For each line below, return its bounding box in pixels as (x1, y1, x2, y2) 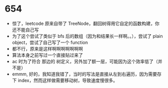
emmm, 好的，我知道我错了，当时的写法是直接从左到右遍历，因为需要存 (12, 71, 162, 77)
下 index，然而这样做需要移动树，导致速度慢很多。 (12, 77, 118, 83)
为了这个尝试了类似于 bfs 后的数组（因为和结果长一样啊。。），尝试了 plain (12, 33, 163, 39)
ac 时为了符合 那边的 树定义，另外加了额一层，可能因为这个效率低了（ (12, 58, 158, 64)
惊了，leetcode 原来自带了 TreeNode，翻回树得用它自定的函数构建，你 (12, 20, 160, 26)
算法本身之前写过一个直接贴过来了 (12, 52, 83, 58)
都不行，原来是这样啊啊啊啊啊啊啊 (12, 46, 83, 52)
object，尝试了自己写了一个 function (12, 39, 88, 46)
